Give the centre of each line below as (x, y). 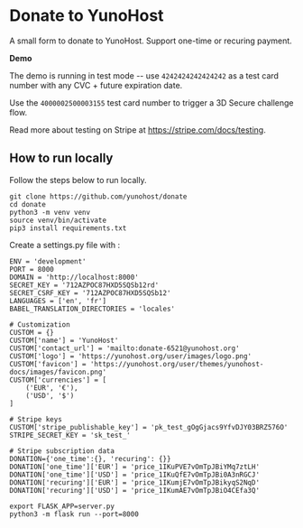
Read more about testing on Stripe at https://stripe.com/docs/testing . (138, 130)
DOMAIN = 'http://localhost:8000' (74, 277)
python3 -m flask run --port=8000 (74, 514)
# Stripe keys (36, 419)
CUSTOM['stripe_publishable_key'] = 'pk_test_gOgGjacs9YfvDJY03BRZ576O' (149, 427)
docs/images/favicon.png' (58, 372)
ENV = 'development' (48, 261)
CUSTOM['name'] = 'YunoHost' (64, 340)
